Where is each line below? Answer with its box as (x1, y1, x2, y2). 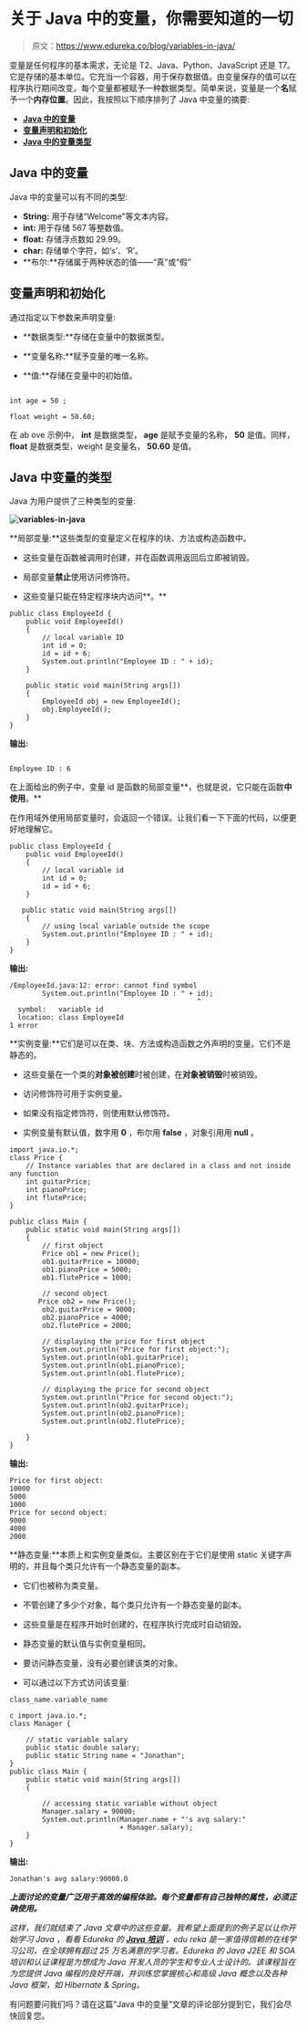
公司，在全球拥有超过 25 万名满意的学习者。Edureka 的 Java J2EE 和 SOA (16, 1945, 296, 1956)
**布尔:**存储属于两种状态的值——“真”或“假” (22, 256, 191, 267)
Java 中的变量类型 (22, 136, 92, 147)
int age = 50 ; (9, 396, 67, 405)
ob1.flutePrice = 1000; (42, 1273, 132, 1282)
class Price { (9, 1154, 64, 1163)
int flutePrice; (26, 1193, 88, 1203)
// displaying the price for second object (42, 1385, 210, 1395)
